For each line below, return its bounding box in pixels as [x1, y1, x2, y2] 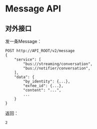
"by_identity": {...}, [23, 79, 70, 84]
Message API [5, 3, 61, 14]
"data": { [14, 74, 35, 79]
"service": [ [14, 57, 41, 62]
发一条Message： [5, 38, 42, 44]
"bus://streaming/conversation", [23, 61, 93, 66]
